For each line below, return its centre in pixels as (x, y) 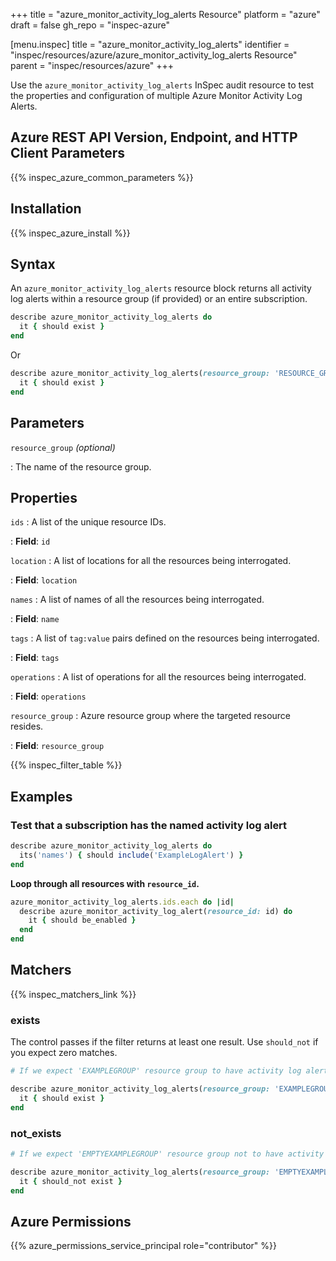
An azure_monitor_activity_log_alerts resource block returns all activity (161, 288)
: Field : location (44, 580)
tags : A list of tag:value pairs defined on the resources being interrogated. (165, 638)
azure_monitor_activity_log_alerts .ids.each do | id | (122, 902)
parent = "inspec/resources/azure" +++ (92, 65)
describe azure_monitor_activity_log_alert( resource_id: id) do (156, 911)
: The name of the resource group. (81, 466)
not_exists (36, 1133)
